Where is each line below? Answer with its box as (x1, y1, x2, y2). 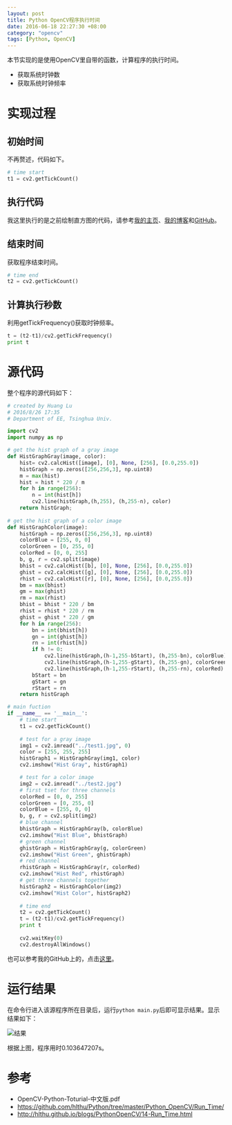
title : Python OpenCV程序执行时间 (7, 17, 100, 24)
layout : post (7, 10, 45, 17)
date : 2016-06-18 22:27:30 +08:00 (7, 23, 107, 30)
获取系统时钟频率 (17, 79, 66, 87)
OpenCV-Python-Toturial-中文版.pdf (17, 1095, 121, 1103)
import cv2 (7, 428, 39, 435)
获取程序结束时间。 (7, 257, 62, 266)
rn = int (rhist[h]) (32, 639, 88, 647)
